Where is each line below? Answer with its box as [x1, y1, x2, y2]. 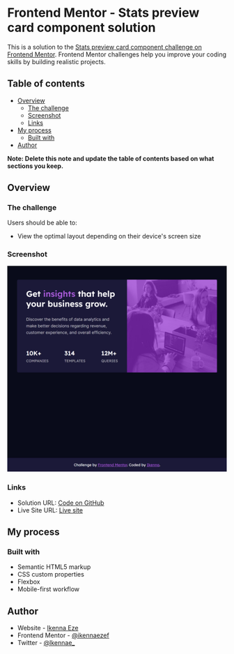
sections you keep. [7, 162, 64, 170]
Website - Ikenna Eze [17, 624, 79, 632]
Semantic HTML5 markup [17, 563, 91, 571]
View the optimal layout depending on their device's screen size [17, 232, 201, 241]
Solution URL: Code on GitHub [17, 499, 104, 507]
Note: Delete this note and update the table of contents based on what [7, 154, 214, 162]
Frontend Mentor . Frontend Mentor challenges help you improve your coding [7, 50, 227, 59]
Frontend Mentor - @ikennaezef [17, 631, 109, 639]
